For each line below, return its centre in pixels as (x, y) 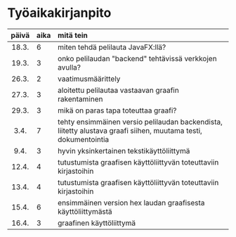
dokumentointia (83, 139)
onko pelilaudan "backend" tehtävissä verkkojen (137, 58)
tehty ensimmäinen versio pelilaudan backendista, (140, 122)
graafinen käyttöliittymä (96, 223)
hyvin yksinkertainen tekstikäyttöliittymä (124, 150)
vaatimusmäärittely (89, 79)
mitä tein (72, 35)
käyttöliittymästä (85, 211)
